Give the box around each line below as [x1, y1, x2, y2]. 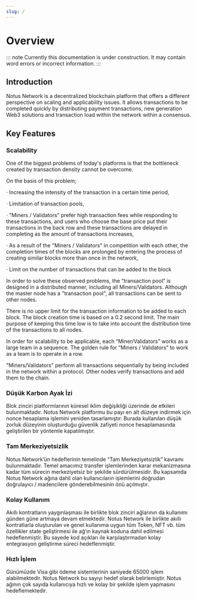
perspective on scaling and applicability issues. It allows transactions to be [6, 99, 188, 106]
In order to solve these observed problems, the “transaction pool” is [6, 277, 171, 284]
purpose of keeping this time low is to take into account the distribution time [6, 320, 191, 328]
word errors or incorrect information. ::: [6, 60, 101, 67]
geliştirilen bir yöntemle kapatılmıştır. [6, 427, 96, 434]
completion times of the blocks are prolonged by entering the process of [6, 248, 183, 256]
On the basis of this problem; [6, 178, 77, 185]
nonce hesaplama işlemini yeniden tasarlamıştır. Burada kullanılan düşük [6, 415, 182, 422]
